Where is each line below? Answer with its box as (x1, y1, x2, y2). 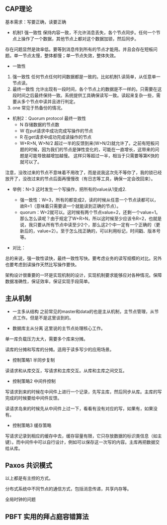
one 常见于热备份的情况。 (12, 105, 66, 110)
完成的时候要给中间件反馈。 (5, 395, 62, 401)
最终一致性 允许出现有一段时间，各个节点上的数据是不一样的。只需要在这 (12, 86, 162, 92)
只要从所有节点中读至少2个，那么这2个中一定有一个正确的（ (33, 221, 156, 227)
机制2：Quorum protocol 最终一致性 (12, 115, 86, 121)
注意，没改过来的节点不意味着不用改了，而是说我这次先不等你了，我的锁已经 (5, 169, 162, 175)
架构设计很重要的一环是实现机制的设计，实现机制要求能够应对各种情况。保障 (5, 272, 162, 278)
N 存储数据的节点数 (19, 121, 60, 127)
